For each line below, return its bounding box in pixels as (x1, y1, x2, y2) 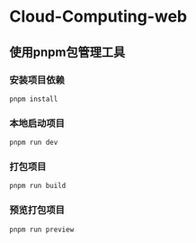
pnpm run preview (9, 225, 75, 234)
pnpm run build (9, 182, 67, 191)
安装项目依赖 (9, 74, 66, 86)
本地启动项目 (9, 117, 66, 130)
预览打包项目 (9, 204, 66, 217)
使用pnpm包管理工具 (9, 44, 126, 59)
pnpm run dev (9, 138, 58, 148)
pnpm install (9, 94, 58, 103)
